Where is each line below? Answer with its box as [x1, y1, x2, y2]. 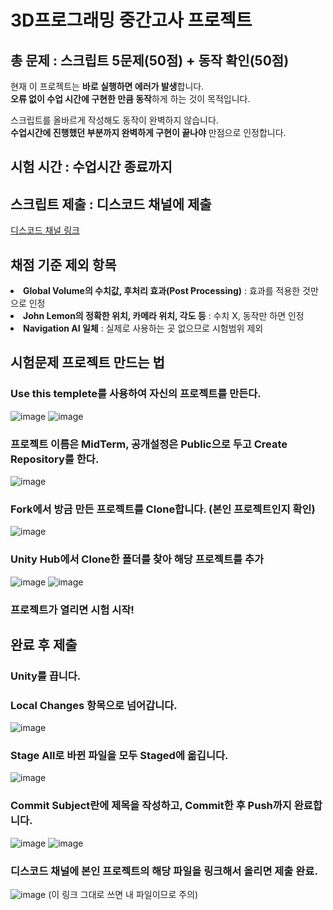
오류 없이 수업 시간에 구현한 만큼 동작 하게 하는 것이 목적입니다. [10, 93, 251, 105]
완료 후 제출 [10, 636, 78, 653]
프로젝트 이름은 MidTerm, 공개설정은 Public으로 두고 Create [10, 437, 288, 451]
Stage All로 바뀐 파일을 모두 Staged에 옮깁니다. [10, 749, 229, 763]
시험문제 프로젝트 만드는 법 [10, 354, 165, 371]
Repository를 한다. [10, 452, 100, 466]
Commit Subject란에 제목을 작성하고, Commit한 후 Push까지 [10, 799, 292, 813]
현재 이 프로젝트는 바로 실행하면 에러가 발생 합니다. [10, 81, 205, 92]
